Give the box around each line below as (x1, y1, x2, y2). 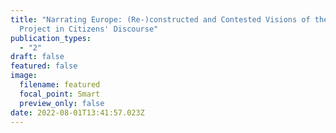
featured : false (10, 61, 78, 71)
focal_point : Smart (19, 89, 101, 99)
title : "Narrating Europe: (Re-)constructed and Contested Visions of (10, 14, 311, 25)
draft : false (10, 52, 65, 62)
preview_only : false (19, 98, 105, 108)
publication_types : (10, 33, 92, 43)
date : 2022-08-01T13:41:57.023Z (10, 107, 145, 118)
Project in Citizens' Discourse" (19, 24, 159, 34)
